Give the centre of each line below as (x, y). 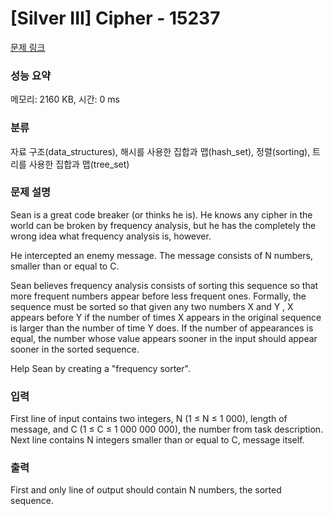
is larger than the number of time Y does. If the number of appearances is (162, 328)
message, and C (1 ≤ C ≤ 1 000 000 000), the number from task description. (167, 429)
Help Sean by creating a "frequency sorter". (100, 368)
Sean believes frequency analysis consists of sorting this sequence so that (164, 285)
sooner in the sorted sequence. (75, 349)
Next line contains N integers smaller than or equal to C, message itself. (157, 440)
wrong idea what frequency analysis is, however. (111, 236)
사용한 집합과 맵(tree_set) (79, 164)
